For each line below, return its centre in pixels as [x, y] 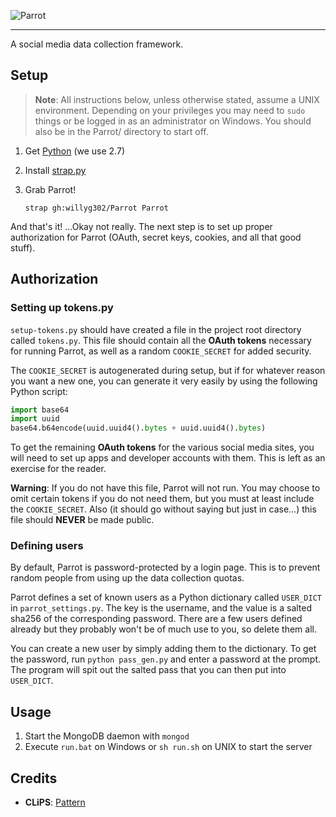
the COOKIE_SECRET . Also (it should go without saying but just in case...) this [163, 509]
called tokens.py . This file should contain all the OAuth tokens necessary [161, 340]
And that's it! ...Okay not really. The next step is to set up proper [141, 226]
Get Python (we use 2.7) [74, 151]
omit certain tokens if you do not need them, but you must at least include [162, 499]
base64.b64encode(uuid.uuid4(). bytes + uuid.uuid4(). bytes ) [138, 428]
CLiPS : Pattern [55, 802]
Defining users [47, 546]
